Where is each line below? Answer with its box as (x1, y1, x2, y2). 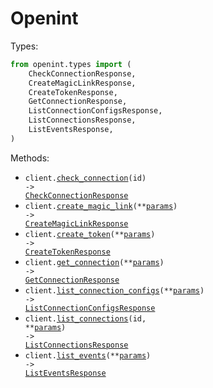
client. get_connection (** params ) (24, 257, 165, 267)
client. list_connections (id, (24, 313, 147, 324)
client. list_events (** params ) (24, 350, 152, 361)
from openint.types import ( (10, 59, 132, 69)
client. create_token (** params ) (24, 229, 156, 239)
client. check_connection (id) (24, 173, 147, 183)
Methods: (10, 152, 50, 164)
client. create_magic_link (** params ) (24, 201, 178, 211)
